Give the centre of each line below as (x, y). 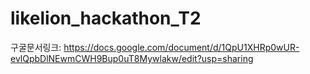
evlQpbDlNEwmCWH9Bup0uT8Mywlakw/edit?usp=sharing (132, 58)
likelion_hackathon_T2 (106, 18)
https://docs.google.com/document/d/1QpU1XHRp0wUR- (181, 47)
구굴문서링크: (36, 47)
